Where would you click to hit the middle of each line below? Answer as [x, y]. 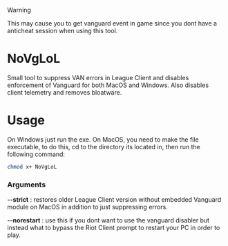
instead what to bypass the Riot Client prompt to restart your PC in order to [114, 228]
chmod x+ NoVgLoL [32, 167]
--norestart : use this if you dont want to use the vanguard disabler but [108, 220]
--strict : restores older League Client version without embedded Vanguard [114, 200]
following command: [36, 154]
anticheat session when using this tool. [63, 31]
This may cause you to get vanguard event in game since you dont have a [112, 23]
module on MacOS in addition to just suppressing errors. [87, 207]
